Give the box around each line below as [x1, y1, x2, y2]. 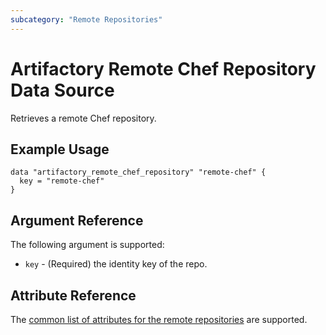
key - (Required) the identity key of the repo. [24, 258, 208, 270]
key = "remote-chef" [19, 176, 105, 186]
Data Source [10, 79, 115, 101]
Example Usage [10, 141, 110, 158]
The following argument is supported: [10, 239, 165, 251]
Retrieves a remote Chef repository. [10, 112, 157, 124]
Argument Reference [10, 212, 144, 229]
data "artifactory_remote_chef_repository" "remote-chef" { [10, 167, 267, 178]
